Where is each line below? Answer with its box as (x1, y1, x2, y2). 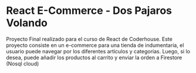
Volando (6, 16, 48, 30)
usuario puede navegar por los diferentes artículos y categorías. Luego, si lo (6, 48, 191, 54)
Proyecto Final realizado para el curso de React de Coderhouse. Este (6, 35, 173, 42)
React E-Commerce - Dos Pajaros (6, 4, 172, 17)
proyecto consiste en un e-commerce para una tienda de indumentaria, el (6, 42, 184, 49)
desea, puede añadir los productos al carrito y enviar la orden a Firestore (6, 54, 183, 61)
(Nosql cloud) (6, 60, 39, 67)
